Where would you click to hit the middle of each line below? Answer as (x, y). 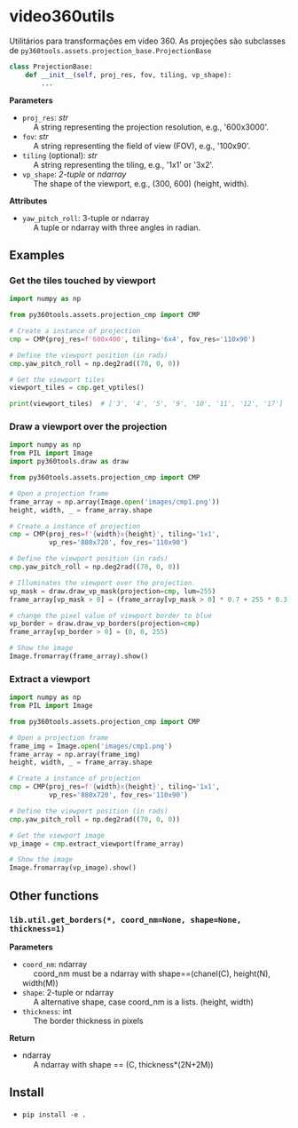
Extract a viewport (50, 679)
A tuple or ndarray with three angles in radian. (117, 227)
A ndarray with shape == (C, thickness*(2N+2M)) (124, 1064)
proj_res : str (45, 117)
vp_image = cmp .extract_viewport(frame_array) (97, 844)
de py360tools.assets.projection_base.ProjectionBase (110, 50)
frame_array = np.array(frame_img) (75, 754)
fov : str (35, 136)
